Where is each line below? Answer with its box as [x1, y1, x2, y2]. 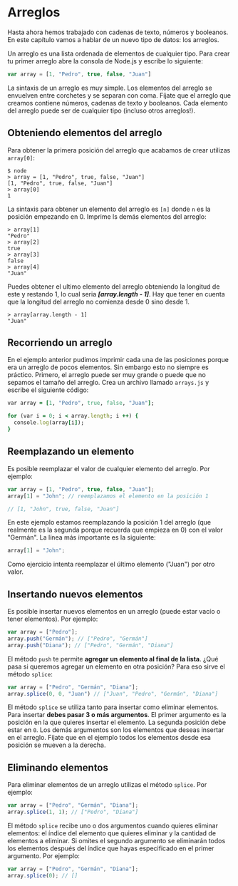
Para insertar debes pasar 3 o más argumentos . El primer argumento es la [7, 711, 227, 719]
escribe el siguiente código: [7, 386, 89, 394]
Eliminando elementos [7, 761, 109, 773]
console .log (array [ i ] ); [14, 419, 84, 426]
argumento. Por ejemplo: [7, 852, 81, 860]
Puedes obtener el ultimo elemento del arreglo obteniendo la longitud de [7, 282, 220, 291]
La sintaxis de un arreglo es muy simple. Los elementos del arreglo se [7, 83, 212, 92]
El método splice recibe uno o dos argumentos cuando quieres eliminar [7, 821, 219, 830]
